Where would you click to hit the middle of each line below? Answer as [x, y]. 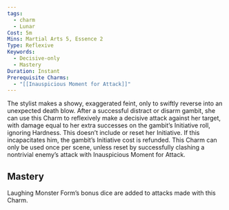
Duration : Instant [33, 71]
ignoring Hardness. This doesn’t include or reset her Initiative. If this [103, 133]
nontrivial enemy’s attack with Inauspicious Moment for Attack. [97, 155]
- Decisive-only [37, 59]
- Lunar [24, 26]
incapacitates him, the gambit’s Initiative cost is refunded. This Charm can [112, 140]
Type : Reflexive [30, 45]
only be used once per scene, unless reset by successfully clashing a [106, 147]
